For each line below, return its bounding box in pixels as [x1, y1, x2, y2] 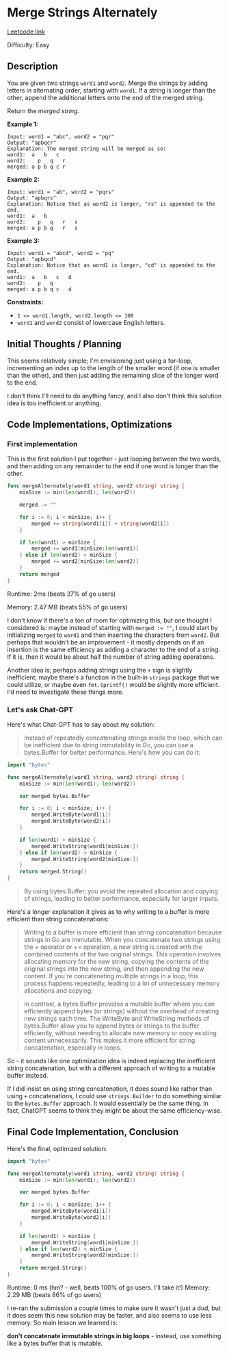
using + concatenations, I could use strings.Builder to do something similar [7, 1092, 222, 1100]
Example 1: [7, 120, 39, 128]
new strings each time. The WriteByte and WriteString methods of [23, 1015, 210, 1023]
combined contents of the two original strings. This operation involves [23, 950, 221, 958]
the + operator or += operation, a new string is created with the [23, 943, 202, 951]
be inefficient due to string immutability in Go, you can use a [23, 740, 193, 749]
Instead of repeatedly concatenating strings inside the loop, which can [23, 734, 223, 742]
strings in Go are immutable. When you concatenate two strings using [23, 936, 221, 944]
